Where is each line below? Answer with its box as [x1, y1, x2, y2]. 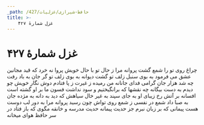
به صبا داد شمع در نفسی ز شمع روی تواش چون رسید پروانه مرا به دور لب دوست [7, 98, 189, 106]
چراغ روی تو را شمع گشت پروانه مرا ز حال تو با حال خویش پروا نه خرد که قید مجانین [7, 66, 197, 73]
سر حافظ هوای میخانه [7, 112, 57, 119]
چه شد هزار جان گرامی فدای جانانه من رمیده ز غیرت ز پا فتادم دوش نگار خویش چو [7, 79, 194, 87]
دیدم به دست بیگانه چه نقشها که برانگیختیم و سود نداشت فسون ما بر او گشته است [7, 86, 194, 93]
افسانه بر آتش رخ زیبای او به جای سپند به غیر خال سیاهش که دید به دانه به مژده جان [7, 92, 196, 100]
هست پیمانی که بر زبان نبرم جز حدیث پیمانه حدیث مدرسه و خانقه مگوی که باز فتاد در [7, 105, 199, 112]
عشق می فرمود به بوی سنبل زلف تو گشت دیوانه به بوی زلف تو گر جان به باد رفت [7, 73, 192, 80]
